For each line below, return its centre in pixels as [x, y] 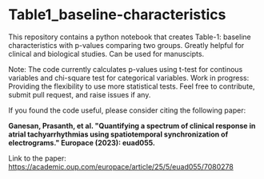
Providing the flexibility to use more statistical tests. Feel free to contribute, [132, 86]
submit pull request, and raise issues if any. [80, 94]
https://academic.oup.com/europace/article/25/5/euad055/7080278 [121, 166]
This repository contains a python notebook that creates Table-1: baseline [130, 37]
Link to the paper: [37, 158]
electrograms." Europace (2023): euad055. [82, 142]
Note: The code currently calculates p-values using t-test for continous [126, 69]
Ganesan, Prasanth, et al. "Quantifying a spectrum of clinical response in [132, 125]
